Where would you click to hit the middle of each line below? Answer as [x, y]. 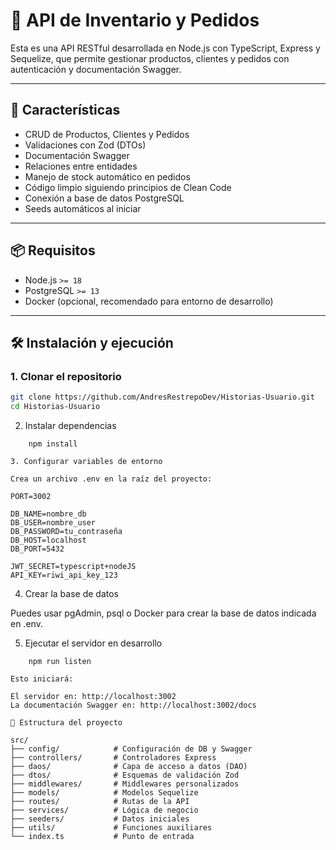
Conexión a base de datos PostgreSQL [104, 198]
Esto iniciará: [42, 679]
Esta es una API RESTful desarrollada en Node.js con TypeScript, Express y [165, 48]
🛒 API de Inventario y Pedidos [135, 20]
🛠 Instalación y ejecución [92, 342]
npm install [53, 444]
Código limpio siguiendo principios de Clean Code [128, 187]
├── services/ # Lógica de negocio [104, 810]
